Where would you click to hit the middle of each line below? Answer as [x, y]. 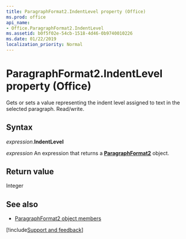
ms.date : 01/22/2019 [31, 39]
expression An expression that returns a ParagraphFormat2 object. [88, 153]
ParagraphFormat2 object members [58, 218]
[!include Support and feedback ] [45, 230]
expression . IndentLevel [35, 142]
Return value [30, 172]
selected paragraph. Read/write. [45, 109]
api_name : [18, 22]
